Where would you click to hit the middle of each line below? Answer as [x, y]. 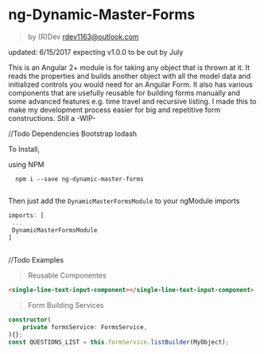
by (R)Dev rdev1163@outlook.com [83, 37]
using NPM [26, 164]
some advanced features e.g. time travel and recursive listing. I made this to [132, 101]
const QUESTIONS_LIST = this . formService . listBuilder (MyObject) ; [118, 342]
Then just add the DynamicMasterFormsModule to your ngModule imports [124, 200]
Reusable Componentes [67, 275]
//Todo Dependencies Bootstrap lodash [73, 134]
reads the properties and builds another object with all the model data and [130, 76]
